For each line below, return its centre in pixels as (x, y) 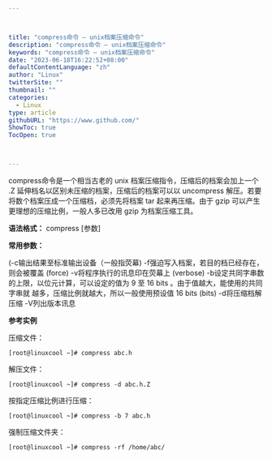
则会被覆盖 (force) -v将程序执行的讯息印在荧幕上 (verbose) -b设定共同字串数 (136, 273)
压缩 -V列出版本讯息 (42, 303)
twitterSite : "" (36, 83)
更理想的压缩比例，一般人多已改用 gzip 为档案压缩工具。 (103, 211)
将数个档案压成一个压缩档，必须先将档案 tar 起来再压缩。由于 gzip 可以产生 (134, 201)
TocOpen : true (32, 135)
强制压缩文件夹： (37, 432)
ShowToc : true (32, 128)
